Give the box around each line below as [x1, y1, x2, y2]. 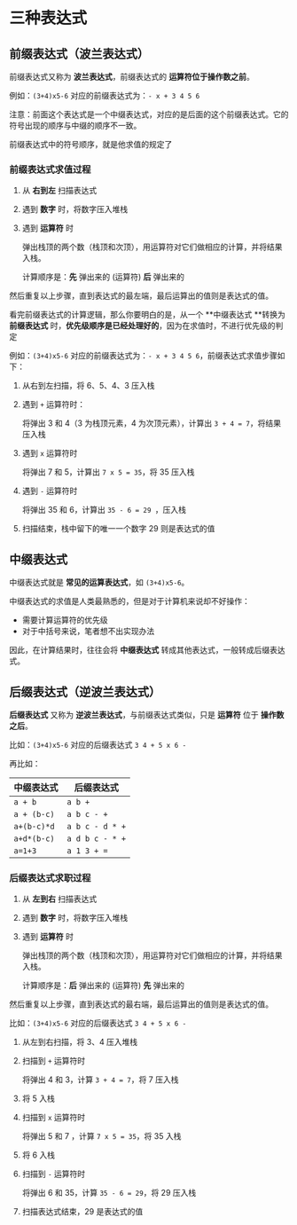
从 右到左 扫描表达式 [21, 185, 98, 196]
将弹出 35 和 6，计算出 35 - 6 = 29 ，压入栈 [21, 505, 187, 515]
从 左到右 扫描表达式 [21, 893, 98, 905]
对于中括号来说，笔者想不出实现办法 [21, 626, 155, 637]
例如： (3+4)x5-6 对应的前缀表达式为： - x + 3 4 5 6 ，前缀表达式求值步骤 [9, 350, 277, 361]
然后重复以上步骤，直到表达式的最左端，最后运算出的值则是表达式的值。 [9, 290, 273, 302]
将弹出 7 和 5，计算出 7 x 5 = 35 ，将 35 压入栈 [21, 467, 195, 477]
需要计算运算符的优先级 [21, 615, 108, 625]
